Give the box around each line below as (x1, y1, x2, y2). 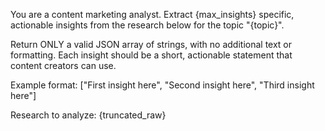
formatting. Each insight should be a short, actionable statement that (10, 49, 293, 61)
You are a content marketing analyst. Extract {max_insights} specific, (10, 9, 295, 20)
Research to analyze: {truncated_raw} (10, 109, 167, 121)
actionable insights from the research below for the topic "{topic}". (10, 19, 285, 31)
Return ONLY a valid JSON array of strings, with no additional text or (10, 39, 293, 50)
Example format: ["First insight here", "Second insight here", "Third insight (10, 79, 315, 91)
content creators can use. (10, 60, 117, 71)
